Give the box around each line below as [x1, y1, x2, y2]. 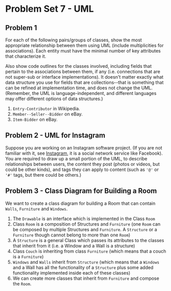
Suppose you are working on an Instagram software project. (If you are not [5, 144, 162, 151]
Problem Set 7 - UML [5, 3, 94, 15]
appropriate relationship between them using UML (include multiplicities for [5, 42, 164, 48]
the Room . [12, 280, 32, 286]
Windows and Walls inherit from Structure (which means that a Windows [12, 259, 160, 265]
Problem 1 [5, 23, 37, 32]
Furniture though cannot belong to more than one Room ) [12, 232, 131, 238]
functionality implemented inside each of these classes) [12, 270, 131, 276]
